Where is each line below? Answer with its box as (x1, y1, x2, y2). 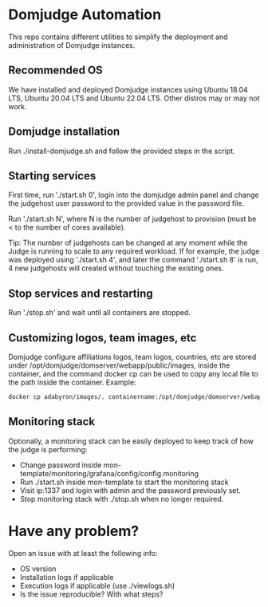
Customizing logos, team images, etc (8, 331, 197, 345)
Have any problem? (8, 522, 140, 540)
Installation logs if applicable (19, 572, 114, 581)
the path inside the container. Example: (8, 377, 137, 387)
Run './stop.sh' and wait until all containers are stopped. (8, 308, 191, 317)
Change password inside (19, 460, 102, 470)
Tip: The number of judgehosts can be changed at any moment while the (8, 238, 248, 248)
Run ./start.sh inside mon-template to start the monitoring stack (19, 477, 229, 487)
